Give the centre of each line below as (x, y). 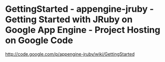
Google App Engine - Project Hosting (83, 30)
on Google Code (39, 41)
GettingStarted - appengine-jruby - (80, 9)
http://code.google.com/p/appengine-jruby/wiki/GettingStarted (70, 54)
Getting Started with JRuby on (69, 19)
